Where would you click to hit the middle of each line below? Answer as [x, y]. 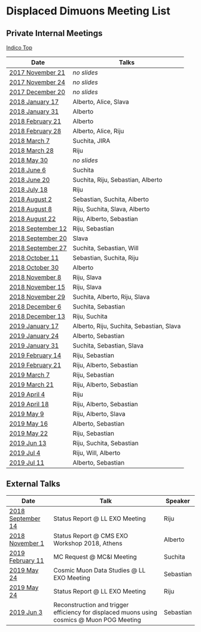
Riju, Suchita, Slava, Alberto [111, 209]
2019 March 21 [31, 384]
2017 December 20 [37, 92]
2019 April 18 [29, 404]
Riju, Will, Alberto [97, 453]
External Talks [33, 484]
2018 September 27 [38, 248]
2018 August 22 [33, 219]
